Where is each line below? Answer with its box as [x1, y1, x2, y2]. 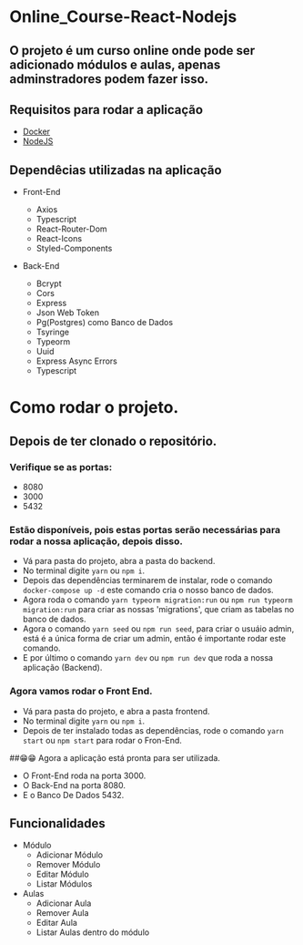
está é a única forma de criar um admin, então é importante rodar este [22, 633, 287, 644]
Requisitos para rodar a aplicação [9, 102, 203, 118]
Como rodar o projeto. [9, 397, 179, 418]
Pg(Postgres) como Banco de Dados [35, 317, 174, 328]
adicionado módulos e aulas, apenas [9, 56, 221, 72]
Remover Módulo [35, 859, 101, 870]
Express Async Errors [35, 355, 118, 366]
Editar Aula [35, 918, 77, 929]
